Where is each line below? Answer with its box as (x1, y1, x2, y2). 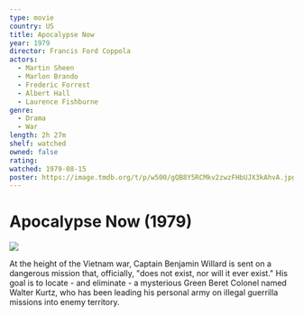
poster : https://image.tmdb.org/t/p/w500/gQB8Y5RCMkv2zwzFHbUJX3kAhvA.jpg (9, 172, 297, 181)
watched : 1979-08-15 (9, 164, 87, 173)
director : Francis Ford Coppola (9, 47, 131, 56)
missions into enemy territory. (9, 297, 120, 308)
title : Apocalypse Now (9, 30, 95, 39)
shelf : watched (9, 139, 67, 148)
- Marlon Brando (17, 72, 78, 81)
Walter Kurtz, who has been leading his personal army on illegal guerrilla (9, 287, 279, 298)
